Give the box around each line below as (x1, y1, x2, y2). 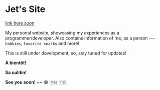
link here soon (5, 20, 35, 26)
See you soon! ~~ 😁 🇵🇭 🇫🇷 (5, 79, 67, 85)
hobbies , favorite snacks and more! (5, 40, 79, 46)
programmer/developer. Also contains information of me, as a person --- (5, 35, 155, 41)
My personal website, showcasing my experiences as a (5, 29, 119, 35)
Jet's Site (5, 3, 46, 15)
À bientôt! (5, 59, 27, 65)
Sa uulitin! (5, 69, 27, 75)
